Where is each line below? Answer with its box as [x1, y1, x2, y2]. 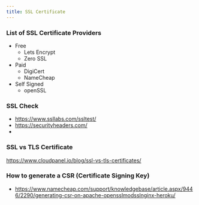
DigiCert [23, 67, 45, 75]
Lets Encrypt [23, 49, 56, 56]
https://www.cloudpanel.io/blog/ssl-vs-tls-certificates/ [6, 156, 142, 164]
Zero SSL [23, 55, 47, 62]
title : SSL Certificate [6, 8, 66, 15]
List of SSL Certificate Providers [6, 28, 102, 37]
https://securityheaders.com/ [14, 122, 88, 129]
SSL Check [6, 101, 39, 110]
